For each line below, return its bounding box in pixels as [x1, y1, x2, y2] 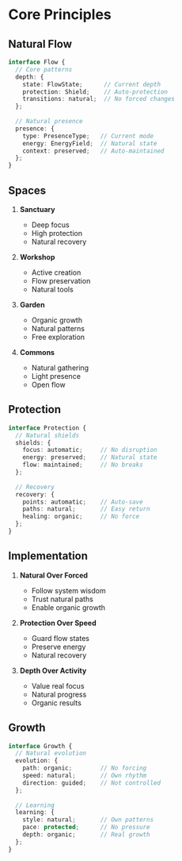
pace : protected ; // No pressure [22, 824, 150, 832]
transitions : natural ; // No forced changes [22, 95, 176, 103]
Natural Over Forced [19, 570, 89, 580]
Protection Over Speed [19, 618, 97, 627]
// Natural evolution [15, 749, 87, 758]
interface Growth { [8, 742, 73, 750]
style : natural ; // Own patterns [22, 816, 154, 824]
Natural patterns [31, 323, 85, 333]
